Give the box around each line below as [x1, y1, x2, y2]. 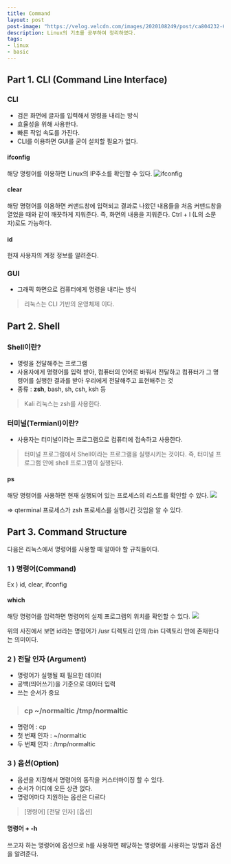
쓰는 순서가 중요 [16, 688, 60, 697]
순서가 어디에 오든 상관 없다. [16, 784, 93, 792]
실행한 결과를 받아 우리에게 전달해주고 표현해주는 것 [35, 377, 174, 385]
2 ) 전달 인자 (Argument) [7, 654, 87, 664]
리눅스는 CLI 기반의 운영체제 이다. [23, 300, 115, 308]
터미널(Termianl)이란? [7, 419, 79, 428]
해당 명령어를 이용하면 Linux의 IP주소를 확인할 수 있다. [7, 169, 153, 178]
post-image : [7, 23, 41, 30]
